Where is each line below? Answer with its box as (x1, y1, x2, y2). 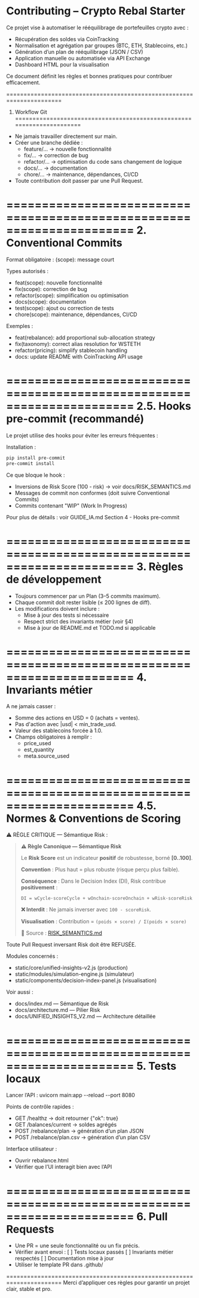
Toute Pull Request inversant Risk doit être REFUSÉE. (6, 941, 136, 948)
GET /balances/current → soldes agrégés (14, 1121, 117, 1128)
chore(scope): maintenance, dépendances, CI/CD (14, 311, 137, 318)
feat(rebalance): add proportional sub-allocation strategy (14, 333, 155, 341)
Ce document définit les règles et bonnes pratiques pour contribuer (6, 72, 173, 79)
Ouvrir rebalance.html (14, 1157, 69, 1164)
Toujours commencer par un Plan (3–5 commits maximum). (14, 592, 161, 599)
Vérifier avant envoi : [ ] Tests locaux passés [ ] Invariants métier (14, 1248, 174, 1256)
